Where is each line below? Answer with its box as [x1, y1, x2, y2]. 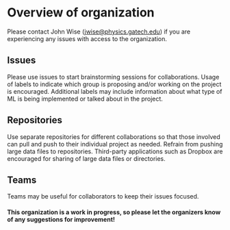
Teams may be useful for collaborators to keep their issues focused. [7, 192, 199, 201]
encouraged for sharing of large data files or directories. [7, 154, 166, 162]
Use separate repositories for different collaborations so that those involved [7, 132, 220, 141]
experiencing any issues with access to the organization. [7, 34, 168, 42]
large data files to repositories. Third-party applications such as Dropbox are [7, 147, 223, 155]
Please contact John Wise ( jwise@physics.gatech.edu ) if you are [7, 27, 190, 36]
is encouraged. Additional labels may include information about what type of [7, 87, 222, 95]
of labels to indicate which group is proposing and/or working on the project [7, 80, 222, 88]
